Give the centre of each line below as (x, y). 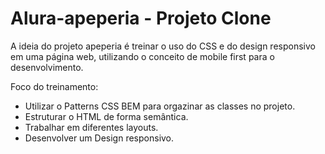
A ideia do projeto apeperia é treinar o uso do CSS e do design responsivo (163, 46)
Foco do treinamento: (54, 86)
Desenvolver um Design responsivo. (99, 138)
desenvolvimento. (47, 67)
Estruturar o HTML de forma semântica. (106, 116)
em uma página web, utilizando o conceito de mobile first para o (142, 56)
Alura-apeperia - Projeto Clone (141, 18)
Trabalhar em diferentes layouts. (91, 127)
